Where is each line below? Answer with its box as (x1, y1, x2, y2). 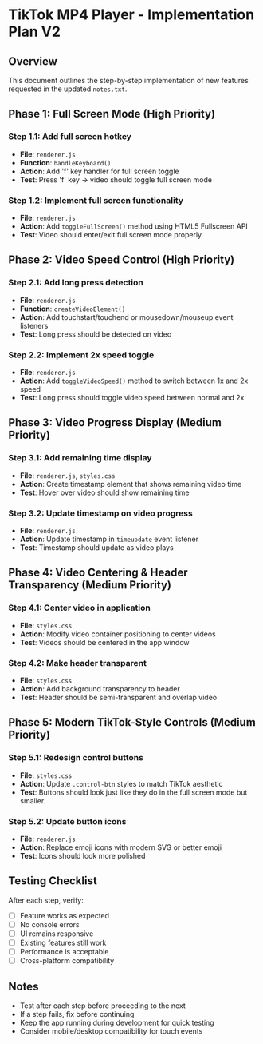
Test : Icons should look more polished (19, 851, 146, 860)
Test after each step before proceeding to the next (19, 1001, 186, 1010)
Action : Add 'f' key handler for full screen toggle (19, 166, 179, 176)
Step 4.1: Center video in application (8, 602, 151, 613)
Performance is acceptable (19, 946, 109, 956)
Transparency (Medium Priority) (8, 578, 171, 592)
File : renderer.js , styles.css (19, 470, 116, 480)
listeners (19, 321, 49, 330)
